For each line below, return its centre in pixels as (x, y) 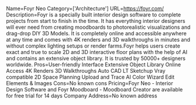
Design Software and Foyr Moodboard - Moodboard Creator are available (94, 89)
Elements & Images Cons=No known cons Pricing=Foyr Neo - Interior (90, 83)
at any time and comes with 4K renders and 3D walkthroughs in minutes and (98, 40)
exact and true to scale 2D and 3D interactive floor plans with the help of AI (97, 52)
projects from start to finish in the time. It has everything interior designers (96, 21)
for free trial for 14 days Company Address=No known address (82, 96)
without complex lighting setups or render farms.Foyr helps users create (93, 46)
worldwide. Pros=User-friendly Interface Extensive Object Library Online (94, 65)
